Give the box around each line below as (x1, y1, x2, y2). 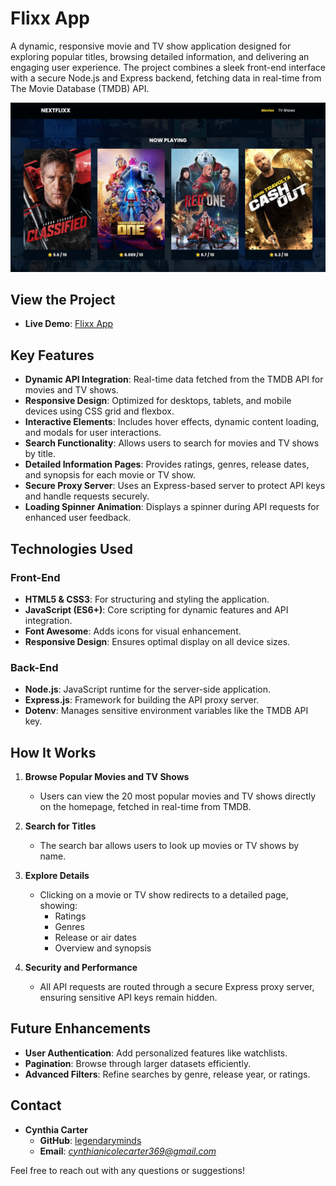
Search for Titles (24, 820, 97, 832)
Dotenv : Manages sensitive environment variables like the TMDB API (24, 705, 309, 717)
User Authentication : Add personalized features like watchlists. (24, 1047, 288, 1059)
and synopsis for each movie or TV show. (24, 469, 197, 481)
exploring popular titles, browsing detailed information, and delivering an (10, 50, 310, 62)
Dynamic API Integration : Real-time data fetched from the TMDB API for (24, 373, 324, 386)
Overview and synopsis (54, 942, 152, 954)
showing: (39, 900, 78, 912)
